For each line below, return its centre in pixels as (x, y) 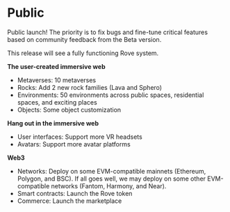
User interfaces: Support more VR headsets (80, 137)
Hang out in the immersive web (53, 123)
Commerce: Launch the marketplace (69, 201)
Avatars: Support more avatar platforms (74, 144)
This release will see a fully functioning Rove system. (83, 53)
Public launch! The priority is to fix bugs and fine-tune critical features (108, 32)
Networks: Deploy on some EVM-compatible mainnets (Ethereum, (112, 171)
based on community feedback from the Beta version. (84, 39)
